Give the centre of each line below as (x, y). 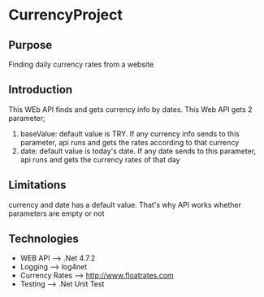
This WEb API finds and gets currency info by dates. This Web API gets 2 (131, 109)
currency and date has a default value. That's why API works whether (125, 204)
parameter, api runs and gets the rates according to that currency (130, 142)
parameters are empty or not (56, 213)
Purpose (30, 45)
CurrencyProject (66, 15)
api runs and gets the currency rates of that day (100, 159)
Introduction (41, 90)
